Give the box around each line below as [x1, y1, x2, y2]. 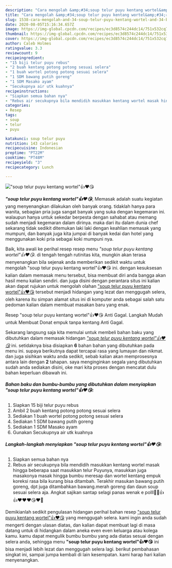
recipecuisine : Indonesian [5, 146, 63, 151]
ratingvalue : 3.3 [5, 46, 42, 51]
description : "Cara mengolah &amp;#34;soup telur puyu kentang [5, 7, 143, 13]
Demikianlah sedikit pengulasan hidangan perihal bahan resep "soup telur [5, 508, 161, 515]
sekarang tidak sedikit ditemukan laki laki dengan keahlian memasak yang [5, 225, 161, 231]
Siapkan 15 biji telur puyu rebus [12, 402, 79, 408]
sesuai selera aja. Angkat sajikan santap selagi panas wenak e [12, 489, 144, 495]
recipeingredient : [5, 55, 45, 61]
